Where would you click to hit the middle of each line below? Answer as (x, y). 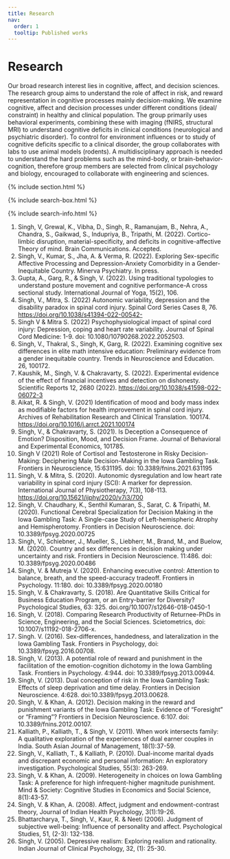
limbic (26, 242)
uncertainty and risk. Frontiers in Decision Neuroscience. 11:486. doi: (115, 556)
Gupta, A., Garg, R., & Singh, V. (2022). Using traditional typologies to (115, 278)
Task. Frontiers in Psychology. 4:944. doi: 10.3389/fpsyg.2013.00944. (116, 673)
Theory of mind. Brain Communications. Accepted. (90, 249)
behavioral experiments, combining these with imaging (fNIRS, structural (111, 123)
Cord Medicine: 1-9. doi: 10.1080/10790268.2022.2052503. (101, 337)
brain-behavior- (201, 159)
